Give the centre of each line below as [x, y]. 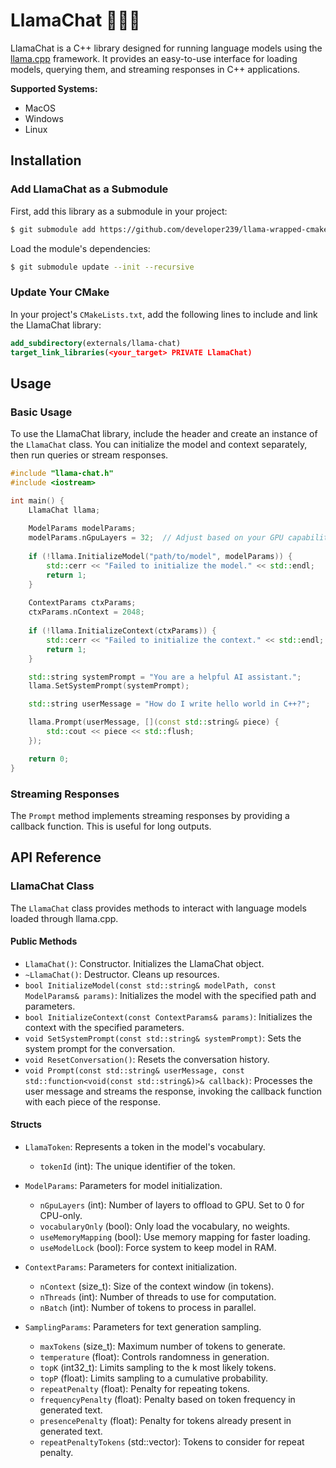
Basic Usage [41, 412]
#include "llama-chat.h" [62, 474]
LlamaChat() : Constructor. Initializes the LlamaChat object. [144, 963]
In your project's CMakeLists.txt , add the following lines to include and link [164, 314]
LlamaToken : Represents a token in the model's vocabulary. [145, 1147]
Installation [46, 160]
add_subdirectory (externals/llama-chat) [96, 343]
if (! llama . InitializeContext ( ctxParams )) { [122, 631]
